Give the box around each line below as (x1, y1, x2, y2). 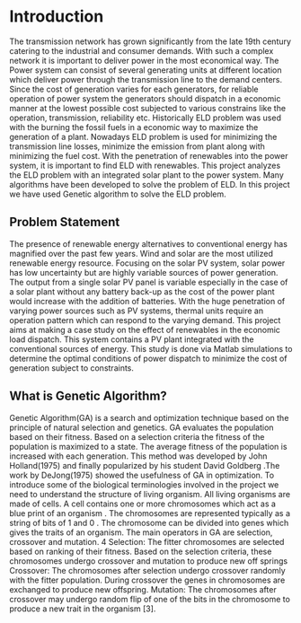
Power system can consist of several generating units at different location (9, 65, 282, 75)
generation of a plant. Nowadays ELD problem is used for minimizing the (9, 131, 278, 142)
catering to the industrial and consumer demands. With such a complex (9, 45, 274, 56)
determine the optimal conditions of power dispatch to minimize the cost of (9, 353, 288, 364)
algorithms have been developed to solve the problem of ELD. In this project (9, 179, 290, 189)
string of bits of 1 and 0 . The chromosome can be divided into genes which (9, 517, 289, 528)
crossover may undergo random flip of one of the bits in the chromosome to (9, 593, 290, 604)
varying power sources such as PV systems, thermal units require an (9, 305, 263, 316)
